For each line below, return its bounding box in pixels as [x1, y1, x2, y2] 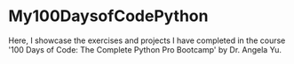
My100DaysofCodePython [8, 6, 209, 26]
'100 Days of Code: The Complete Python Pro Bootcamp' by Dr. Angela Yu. [8, 44, 282, 54]
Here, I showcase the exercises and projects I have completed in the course [8, 35, 286, 46]
